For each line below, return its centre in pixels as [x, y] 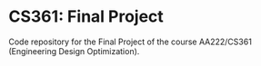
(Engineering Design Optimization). [74, 51]
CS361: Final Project [86, 17]
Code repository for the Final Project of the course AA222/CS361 [130, 42]
